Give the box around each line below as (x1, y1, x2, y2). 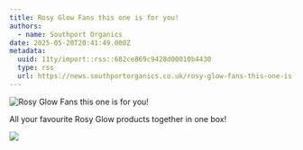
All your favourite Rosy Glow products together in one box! (9, 113, 227, 124)
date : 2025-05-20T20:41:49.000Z (9, 38, 131, 48)
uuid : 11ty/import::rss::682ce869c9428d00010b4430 (17, 55, 212, 64)
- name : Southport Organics (17, 30, 124, 39)
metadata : (9, 47, 47, 56)
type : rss (17, 64, 54, 73)
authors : (9, 22, 42, 31)
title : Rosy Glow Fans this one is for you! (9, 13, 179, 22)
